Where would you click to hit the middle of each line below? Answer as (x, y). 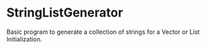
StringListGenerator (65, 13)
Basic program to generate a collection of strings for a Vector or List (103, 32)
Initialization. (24, 39)
